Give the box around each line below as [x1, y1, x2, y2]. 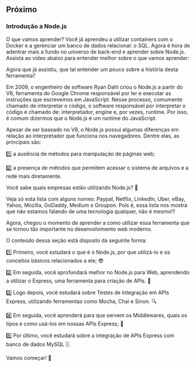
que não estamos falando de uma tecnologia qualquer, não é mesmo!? [6, 208, 176, 215]
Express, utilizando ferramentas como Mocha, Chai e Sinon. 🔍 [6, 298, 157, 305]
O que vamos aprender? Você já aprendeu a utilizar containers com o [6, 35, 173, 43]
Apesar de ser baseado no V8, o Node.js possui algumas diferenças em [6, 126, 179, 133]
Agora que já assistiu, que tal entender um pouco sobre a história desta [6, 66, 178, 73]
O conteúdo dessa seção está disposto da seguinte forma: [6, 237, 147, 244]
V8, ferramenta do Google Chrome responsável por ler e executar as [6, 89, 171, 96]
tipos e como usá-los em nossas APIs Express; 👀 [6, 320, 124, 327]
